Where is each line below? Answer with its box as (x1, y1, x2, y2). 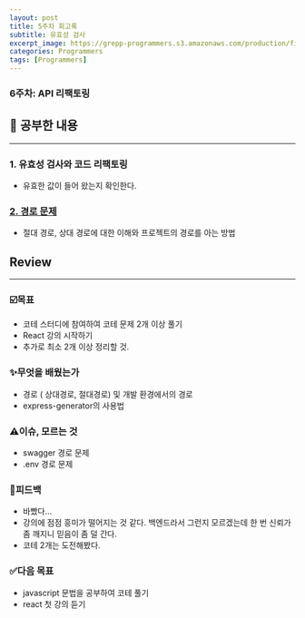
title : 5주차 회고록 (9, 22, 78, 31)
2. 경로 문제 (9, 205, 57, 218)
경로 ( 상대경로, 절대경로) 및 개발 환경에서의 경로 (22, 388, 193, 399)
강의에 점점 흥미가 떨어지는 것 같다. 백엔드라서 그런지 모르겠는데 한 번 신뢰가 (22, 517, 292, 528)
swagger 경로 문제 (22, 447, 90, 458)
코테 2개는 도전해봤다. (22, 540, 102, 551)
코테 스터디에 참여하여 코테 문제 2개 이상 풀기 (22, 319, 183, 329)
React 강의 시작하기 (22, 330, 93, 341)
